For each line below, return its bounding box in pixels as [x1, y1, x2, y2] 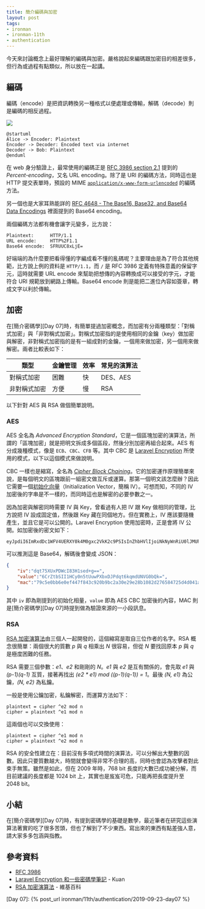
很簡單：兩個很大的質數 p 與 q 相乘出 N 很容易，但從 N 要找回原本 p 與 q [11, 642, 194, 650]
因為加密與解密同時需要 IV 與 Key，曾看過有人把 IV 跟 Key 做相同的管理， [6, 503, 190, 510]
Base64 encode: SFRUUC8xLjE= [6, 243, 84, 249]
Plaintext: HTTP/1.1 [6, 232, 72, 238]
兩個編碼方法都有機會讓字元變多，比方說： [6, 220, 113, 227]
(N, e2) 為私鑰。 [17, 678, 58, 685]
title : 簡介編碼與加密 [6, 9, 58, 15]
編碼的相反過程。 [11, 107, 55, 114]
